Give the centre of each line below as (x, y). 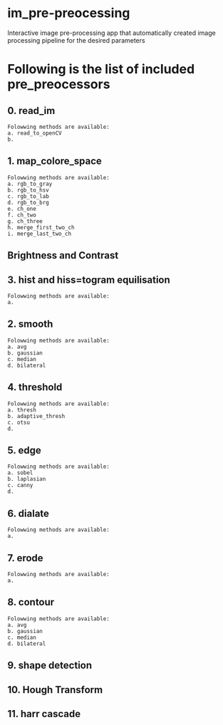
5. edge (24, 450)
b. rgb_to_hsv (28, 190)
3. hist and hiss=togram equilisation (89, 280)
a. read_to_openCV (35, 133)
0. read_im (31, 111)
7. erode (26, 558)
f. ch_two (22, 215)
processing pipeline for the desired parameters (76, 40)
